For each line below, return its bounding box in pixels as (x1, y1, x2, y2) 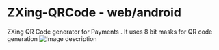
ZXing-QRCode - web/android (7, 5, 181, 21)
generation (7, 34, 38, 42)
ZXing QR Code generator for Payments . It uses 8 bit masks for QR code (7, 27, 213, 36)
